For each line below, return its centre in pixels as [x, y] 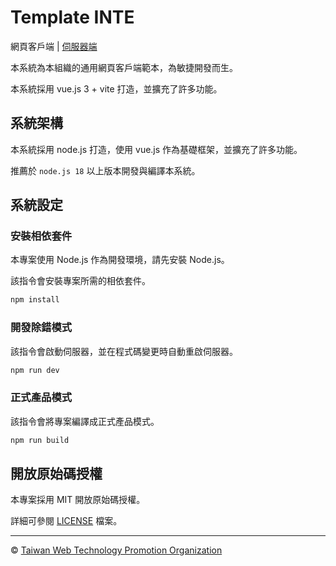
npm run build [40, 440]
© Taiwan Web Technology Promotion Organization [116, 550]
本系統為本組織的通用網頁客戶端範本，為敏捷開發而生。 [124, 67]
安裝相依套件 [41, 236]
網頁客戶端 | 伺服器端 [54, 46]
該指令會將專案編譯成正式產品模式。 [85, 421]
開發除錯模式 [41, 328]
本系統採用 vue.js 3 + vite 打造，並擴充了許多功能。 [116, 88]
